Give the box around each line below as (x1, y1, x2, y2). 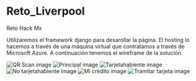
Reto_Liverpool (6, 4, 85, 18)
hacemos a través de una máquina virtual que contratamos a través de (6, 43, 185, 50)
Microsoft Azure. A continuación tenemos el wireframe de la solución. (6, 49, 183, 56)
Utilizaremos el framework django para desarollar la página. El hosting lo (6, 36, 190, 43)
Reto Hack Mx (6, 24, 42, 32)
